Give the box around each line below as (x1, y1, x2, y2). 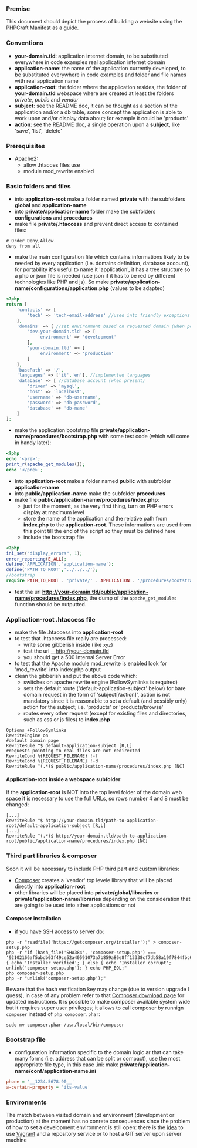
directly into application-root (14, 883, 86, 890)
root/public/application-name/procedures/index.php (6, 838, 135, 844)
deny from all (6, 243, 41, 249)
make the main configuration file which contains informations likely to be (14, 254, 190, 261)
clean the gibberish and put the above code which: (14, 673, 138, 680)
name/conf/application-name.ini (14, 1068, 97, 1075)
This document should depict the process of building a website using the (6, 18, 182, 25)
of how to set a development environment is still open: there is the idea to (6, 1124, 184, 1131)
